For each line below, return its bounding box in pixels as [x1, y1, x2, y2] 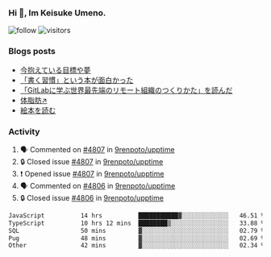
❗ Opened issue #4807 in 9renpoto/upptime [19, 168, 165, 178]
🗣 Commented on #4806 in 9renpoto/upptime [19, 180, 176, 190]
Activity [8, 126, 40, 137]
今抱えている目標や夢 [19, 64, 91, 75]
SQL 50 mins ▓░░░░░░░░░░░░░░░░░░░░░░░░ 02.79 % [8, 226, 265, 234]
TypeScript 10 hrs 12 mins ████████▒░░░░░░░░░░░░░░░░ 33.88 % [8, 219, 265, 227]
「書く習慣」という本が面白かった [19, 75, 134, 85]
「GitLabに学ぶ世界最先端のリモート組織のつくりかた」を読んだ [19, 85, 233, 95]
